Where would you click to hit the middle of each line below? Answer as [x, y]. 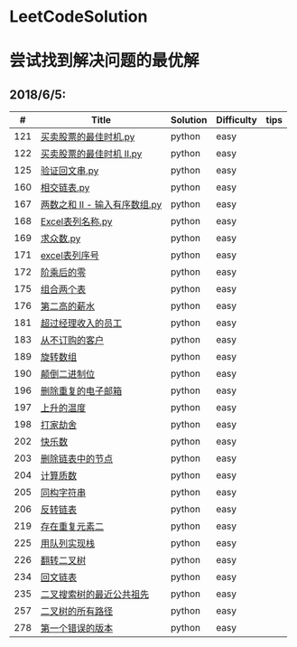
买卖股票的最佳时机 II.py [91, 154]
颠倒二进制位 [68, 374]
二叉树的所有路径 [77, 612]
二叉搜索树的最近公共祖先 [95, 595]
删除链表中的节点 [77, 459]
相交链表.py [65, 188]
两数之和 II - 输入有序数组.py [101, 205]
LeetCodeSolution [79, 17]
